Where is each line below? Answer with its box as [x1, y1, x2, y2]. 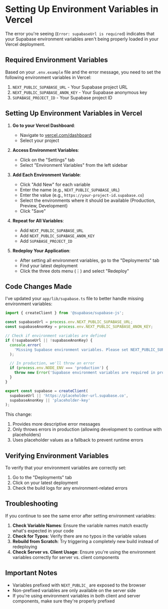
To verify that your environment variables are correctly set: [5, 465, 126, 471]
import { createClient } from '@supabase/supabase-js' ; [5, 311, 124, 316]
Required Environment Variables [5, 56, 108, 64]
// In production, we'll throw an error [9, 361, 95, 366]
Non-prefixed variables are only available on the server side [12, 587, 136, 593]
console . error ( [9, 342, 41, 348]
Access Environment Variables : [12, 147, 79, 153]
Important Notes [5, 569, 57, 578]
